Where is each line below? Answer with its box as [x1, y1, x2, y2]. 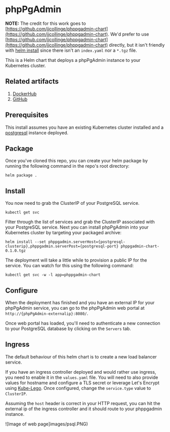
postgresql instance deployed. [5, 129, 69, 135]
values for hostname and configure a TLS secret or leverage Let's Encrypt [5, 379, 159, 386]
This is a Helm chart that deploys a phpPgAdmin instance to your [5, 57, 141, 63]
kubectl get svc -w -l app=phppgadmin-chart [5, 272, 101, 277]
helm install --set [5, 239, 47, 244]
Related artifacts [5, 77, 59, 86]
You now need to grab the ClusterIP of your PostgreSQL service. [5, 200, 140, 206]
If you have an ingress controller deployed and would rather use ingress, [5, 369, 156, 375]
